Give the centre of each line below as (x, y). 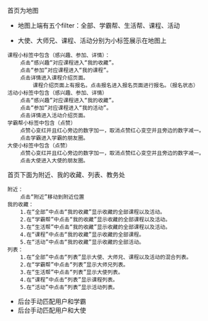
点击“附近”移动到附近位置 (52, 197)
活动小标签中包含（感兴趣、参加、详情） (57, 93)
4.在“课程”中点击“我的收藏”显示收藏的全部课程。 (82, 235)
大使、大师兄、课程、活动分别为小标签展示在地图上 (92, 40)
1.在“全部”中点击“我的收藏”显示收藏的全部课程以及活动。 (93, 212)
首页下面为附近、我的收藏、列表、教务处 (66, 175)
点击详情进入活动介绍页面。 (54, 116)
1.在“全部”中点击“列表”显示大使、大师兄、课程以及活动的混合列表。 (106, 257)
